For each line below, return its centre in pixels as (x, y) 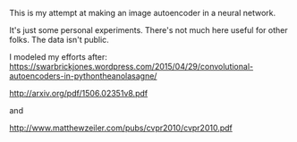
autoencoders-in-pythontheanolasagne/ (83, 76)
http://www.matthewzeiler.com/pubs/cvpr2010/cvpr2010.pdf (121, 128)
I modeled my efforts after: (58, 57)
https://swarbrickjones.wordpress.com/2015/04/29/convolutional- (131, 67)
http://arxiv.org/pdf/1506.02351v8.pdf (79, 93)
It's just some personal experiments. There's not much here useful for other (148, 30)
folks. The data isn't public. (59, 40)
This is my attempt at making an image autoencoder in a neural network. (142, 13)
